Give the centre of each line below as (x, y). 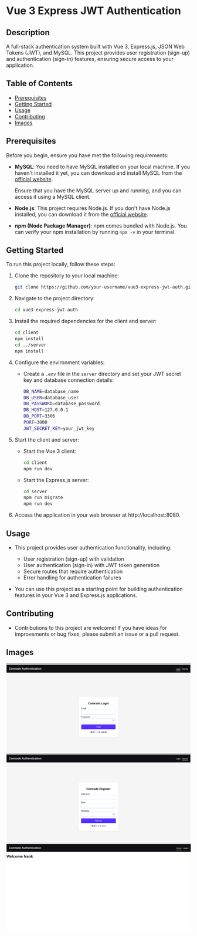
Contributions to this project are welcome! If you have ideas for (91, 628)
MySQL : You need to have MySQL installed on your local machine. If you (102, 167)
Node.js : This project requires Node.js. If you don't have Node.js (93, 208)
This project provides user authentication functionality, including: (93, 547)
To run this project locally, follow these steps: (61, 264)
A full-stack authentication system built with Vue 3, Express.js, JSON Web (95, 46)
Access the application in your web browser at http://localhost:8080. (97, 515)
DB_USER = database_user (51, 398)
